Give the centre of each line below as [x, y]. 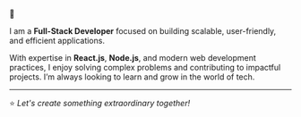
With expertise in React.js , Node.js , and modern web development [133, 58]
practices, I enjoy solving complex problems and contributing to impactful [145, 67]
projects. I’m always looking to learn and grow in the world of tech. [132, 77]
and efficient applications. [57, 41]
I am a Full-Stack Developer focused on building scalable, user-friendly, [143, 31]
